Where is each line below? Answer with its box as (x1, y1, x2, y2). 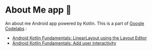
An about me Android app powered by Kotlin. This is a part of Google (5, 20, 145, 26)
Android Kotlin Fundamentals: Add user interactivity (12, 40, 117, 46)
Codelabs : (5, 25, 27, 31)
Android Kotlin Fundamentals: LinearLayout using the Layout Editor (12, 35, 147, 41)
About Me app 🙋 (5, 4, 72, 16)
